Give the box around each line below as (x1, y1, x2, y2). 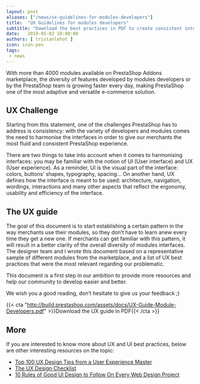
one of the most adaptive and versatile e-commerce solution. (6, 88, 156, 95)
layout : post (6, 8, 39, 15)
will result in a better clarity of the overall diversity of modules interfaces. (6, 241, 186, 248)
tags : (6, 48, 20, 53)
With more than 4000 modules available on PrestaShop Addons (6, 69, 162, 76)
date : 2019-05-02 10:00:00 (6, 31, 79, 37)
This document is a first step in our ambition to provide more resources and (6, 272, 192, 279)
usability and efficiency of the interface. (6, 190, 104, 197)
